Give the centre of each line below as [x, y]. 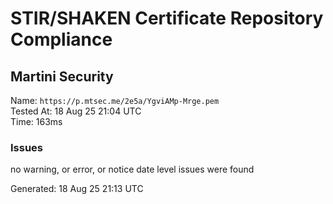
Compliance [61, 39]
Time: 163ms [36, 121]
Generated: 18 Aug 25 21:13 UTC [77, 189]
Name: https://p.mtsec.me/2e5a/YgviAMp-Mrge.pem [115, 100]
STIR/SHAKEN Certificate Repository [167, 18]
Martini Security [62, 76]
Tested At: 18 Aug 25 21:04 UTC [76, 111]
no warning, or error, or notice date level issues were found [132, 169]
